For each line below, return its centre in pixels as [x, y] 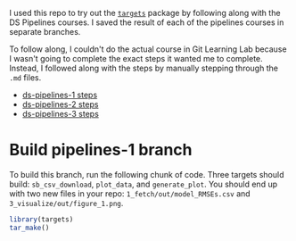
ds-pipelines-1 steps [60, 95]
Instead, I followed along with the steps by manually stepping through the [144, 68]
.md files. [25, 78]
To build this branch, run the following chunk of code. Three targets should [147, 174]
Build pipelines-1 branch [101, 150]
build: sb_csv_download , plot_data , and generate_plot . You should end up [144, 184]
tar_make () [29, 228]
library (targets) [41, 219]
